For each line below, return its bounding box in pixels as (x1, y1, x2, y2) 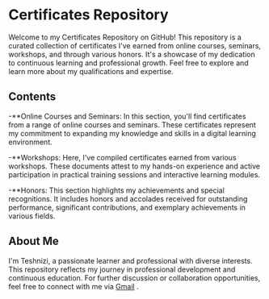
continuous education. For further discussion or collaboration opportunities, (8, 272, 261, 283)
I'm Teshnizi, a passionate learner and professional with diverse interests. (8, 255, 253, 265)
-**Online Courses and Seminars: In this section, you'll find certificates (8, 111, 246, 121)
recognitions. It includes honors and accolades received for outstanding (8, 193, 248, 203)
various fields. (8, 211, 56, 221)
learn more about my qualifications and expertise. (8, 66, 174, 76)
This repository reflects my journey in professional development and (8, 264, 236, 274)
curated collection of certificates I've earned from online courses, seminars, (8, 40, 261, 50)
